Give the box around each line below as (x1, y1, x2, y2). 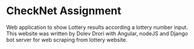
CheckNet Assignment (6, 4, 122, 18)
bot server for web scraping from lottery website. (6, 36, 128, 43)
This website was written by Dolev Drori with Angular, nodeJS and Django (6, 30, 189, 37)
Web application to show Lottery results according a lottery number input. (6, 24, 189, 31)
